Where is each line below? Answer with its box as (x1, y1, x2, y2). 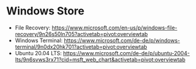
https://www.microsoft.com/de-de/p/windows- (64, 37, 180, 44)
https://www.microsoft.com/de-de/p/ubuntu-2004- (63, 49, 190, 56)
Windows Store (6, 4, 85, 18)
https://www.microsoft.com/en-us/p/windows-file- (52, 24, 177, 31)
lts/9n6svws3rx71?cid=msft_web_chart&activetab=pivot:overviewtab (14, 56, 186, 63)
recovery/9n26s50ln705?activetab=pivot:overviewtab (14, 30, 149, 37)
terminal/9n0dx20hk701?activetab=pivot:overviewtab (14, 43, 147, 50)
